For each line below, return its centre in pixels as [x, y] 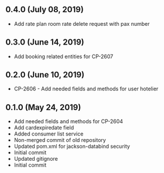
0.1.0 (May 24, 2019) [43, 107]
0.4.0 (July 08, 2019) [45, 10]
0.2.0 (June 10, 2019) [45, 75]
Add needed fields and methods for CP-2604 [69, 121]
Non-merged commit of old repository [60, 140]
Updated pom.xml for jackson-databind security [72, 147]
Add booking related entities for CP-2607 [64, 56]
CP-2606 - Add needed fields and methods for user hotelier [86, 89]
